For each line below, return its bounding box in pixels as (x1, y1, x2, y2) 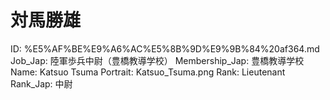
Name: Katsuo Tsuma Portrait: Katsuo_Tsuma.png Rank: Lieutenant (10, 66, 286, 78)
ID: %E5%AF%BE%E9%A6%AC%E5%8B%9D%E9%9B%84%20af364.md (10, 42, 320, 55)
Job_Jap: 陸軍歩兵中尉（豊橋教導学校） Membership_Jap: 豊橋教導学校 (10, 54, 305, 66)
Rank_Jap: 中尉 (10, 77, 73, 90)
